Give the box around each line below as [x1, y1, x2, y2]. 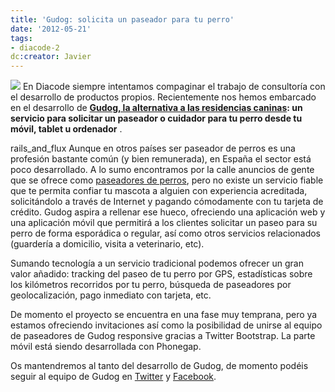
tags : [10, 33, 33, 43]
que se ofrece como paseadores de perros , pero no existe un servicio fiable [10, 174, 324, 186]
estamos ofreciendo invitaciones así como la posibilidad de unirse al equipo [10, 319, 323, 331]
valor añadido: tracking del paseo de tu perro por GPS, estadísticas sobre [10, 268, 313, 280]
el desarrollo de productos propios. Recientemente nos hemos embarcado [10, 91, 317, 103]
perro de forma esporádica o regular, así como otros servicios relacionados [10, 227, 321, 240]
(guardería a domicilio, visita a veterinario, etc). [10, 238, 205, 250]
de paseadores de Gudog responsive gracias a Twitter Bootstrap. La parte [10, 330, 316, 342]
